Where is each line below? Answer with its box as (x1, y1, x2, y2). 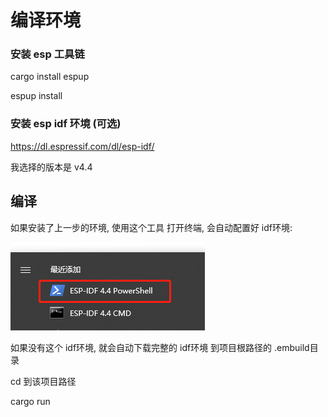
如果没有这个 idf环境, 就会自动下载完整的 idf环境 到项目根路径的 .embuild (10, 341, 310, 353)
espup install (10, 90, 63, 102)
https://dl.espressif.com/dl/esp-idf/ (10, 140, 155, 152)
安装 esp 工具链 (10, 47, 85, 61)
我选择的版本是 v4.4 (10, 161, 93, 173)
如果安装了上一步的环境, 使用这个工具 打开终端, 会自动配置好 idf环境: (10, 221, 293, 233)
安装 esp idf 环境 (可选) (10, 117, 122, 131)
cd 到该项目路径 (10, 375, 77, 387)
